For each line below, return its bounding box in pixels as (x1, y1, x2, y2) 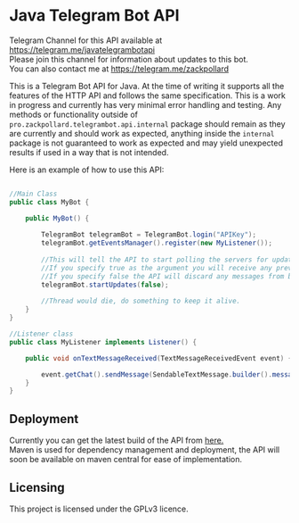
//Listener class (9, 329, 74, 339)
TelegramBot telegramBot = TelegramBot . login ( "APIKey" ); (41, 230, 256, 239)
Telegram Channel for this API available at (9, 35, 163, 46)
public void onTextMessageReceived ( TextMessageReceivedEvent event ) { (25, 353, 293, 362)
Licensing (9, 479, 65, 495)
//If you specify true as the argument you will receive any (41, 263, 273, 272)
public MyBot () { (25, 213, 90, 223)
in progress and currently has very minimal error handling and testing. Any (9, 99, 282, 110)
